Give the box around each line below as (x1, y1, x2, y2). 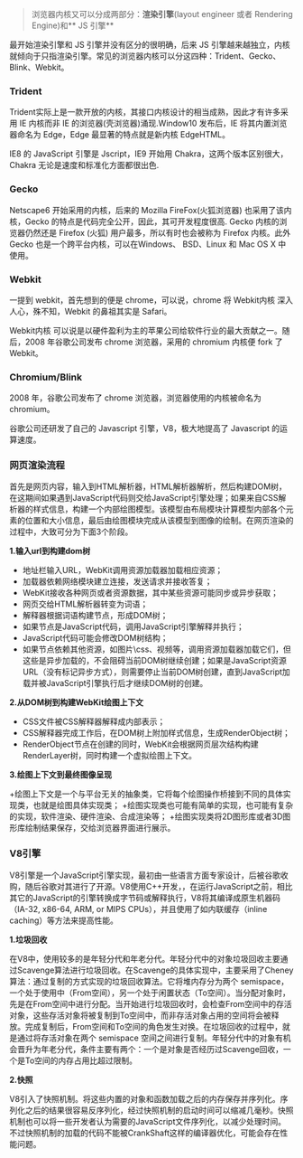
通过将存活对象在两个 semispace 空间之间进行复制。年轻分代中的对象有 (16, 1032, 284, 1043)
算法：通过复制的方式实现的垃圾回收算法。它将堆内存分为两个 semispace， (9, 975, 289, 986)
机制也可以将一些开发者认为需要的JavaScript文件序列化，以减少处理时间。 (9, 1116, 287, 1126)
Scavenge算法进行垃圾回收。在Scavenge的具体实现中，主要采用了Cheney (16, 965, 294, 975)
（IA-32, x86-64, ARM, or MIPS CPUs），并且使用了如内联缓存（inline (9, 903, 268, 914)
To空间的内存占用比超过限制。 (24, 1055, 138, 1066)
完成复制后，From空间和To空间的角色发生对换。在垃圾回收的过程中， (24, 1021, 282, 1031)
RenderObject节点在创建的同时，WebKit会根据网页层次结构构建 (22, 739, 259, 749)
